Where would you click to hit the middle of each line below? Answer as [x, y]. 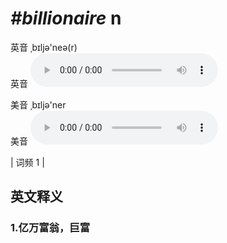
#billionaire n [66, 18]
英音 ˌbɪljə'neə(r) [44, 47]
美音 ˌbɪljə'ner [38, 104]
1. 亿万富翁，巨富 [50, 228]
